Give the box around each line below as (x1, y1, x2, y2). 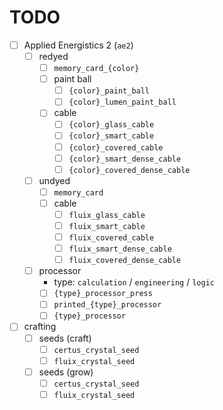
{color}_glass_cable (68, 120, 155, 130)
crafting (23, 321, 57, 333)
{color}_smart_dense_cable (68, 154, 182, 164)
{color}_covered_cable (68, 142, 164, 153)
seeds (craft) (38, 332, 92, 344)
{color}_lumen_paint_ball (68, 97, 177, 108)
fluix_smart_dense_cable (68, 244, 172, 255)
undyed (38, 174, 71, 186)
